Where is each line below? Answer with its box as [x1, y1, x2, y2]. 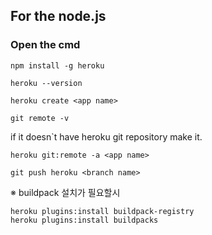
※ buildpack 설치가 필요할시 [10, 186, 121, 198]
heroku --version [10, 78, 83, 88]
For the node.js [10, 8, 107, 25]
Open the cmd [10, 38, 81, 52]
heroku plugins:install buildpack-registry [10, 206, 195, 216]
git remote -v [10, 113, 70, 123]
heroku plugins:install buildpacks [10, 215, 159, 225]
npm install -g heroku [10, 60, 105, 71]
